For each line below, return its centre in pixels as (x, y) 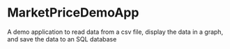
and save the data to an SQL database (62, 39)
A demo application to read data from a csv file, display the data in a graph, (115, 32)
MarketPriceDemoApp (73, 13)
